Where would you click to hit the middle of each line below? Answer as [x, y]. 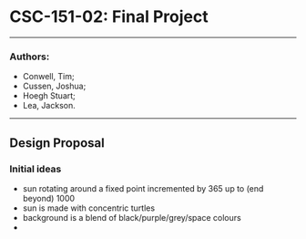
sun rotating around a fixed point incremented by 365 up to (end [143, 188]
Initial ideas [36, 169]
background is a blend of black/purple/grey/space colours [132, 217]
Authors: [30, 57]
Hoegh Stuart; [49, 96]
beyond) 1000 [49, 198]
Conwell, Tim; [48, 77]
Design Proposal [57, 143]
